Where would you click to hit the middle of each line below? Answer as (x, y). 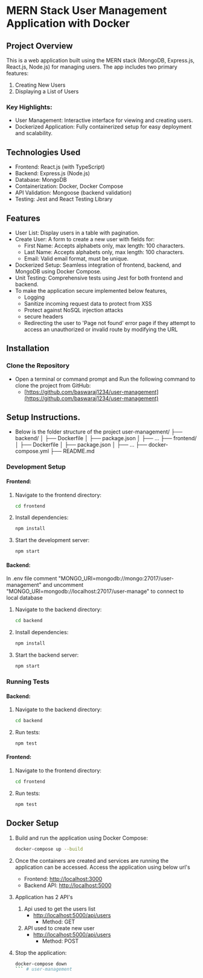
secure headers (43, 317)
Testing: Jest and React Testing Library (64, 199)
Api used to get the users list (60, 909)
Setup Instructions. (43, 417)
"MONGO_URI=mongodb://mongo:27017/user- (116, 578)
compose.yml (32, 451)
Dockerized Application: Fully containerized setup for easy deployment (103, 127)
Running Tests (28, 682)
